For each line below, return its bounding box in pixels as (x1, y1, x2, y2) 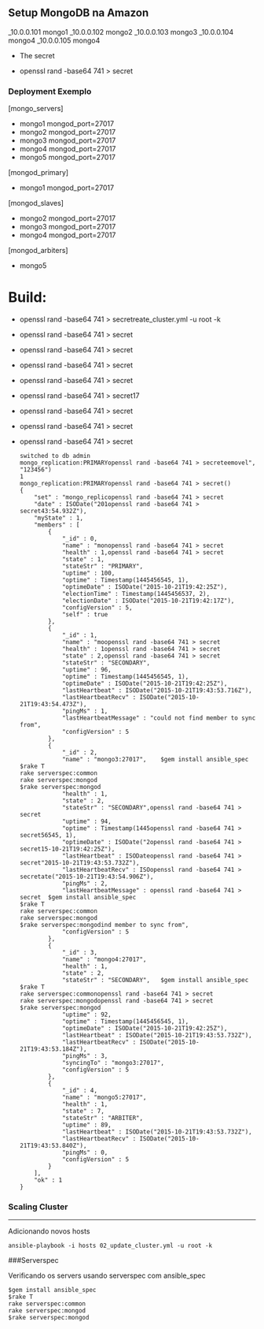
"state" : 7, (61, 1107, 104, 1115)
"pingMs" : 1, (61, 707, 108, 716)
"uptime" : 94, (61, 817, 112, 826)
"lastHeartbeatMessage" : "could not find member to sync (61, 714, 256, 722)
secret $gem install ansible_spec (19, 894, 137, 902)
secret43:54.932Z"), (19, 508, 87, 516)
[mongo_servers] (8, 104, 64, 114)
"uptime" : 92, (61, 1011, 112, 1019)
